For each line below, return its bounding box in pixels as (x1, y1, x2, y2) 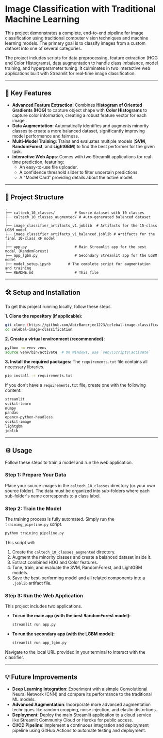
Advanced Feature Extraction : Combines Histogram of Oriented (12, 102, 142, 108)
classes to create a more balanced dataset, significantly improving (12, 128, 145, 133)
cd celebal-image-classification (5, 327, 73, 332)
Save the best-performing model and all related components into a (12, 575, 146, 581)
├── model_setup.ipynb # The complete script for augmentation (5, 262, 151, 266)
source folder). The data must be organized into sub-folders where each (5, 488, 150, 493)
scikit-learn (5, 401, 32, 406)
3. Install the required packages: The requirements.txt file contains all (5, 359, 148, 364)
